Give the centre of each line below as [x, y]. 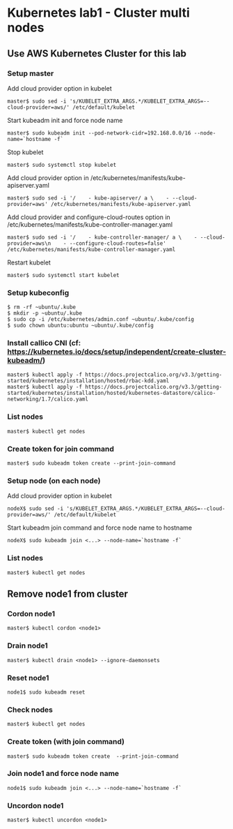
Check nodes [30, 710]
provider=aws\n [29, 243]
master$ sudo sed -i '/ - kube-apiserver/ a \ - [88, 198]
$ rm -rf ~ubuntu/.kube [42, 307]
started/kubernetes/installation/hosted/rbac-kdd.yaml [88, 381]
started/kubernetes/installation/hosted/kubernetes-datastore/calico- [112, 393]
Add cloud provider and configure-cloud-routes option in [89, 217]
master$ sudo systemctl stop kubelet [62, 165]
